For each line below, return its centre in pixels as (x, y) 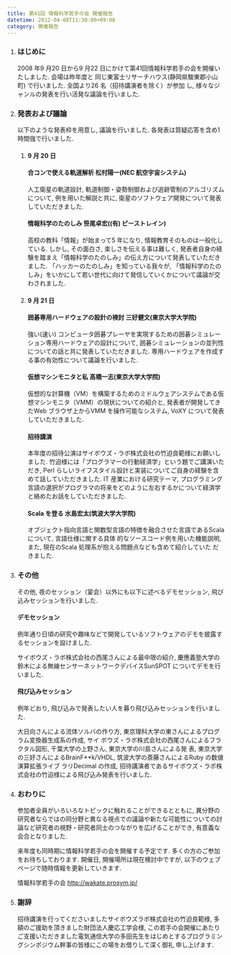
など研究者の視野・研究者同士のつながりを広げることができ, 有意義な (122, 827)
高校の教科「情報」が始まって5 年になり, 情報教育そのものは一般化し (125, 240)
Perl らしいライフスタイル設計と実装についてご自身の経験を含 (131, 470)
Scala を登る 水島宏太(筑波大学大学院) (82, 513)
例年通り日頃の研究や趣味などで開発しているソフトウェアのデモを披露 (117, 634)
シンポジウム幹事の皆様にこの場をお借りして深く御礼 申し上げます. (119, 945)
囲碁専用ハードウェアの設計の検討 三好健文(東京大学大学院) (112, 317)
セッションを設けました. (57, 643)
